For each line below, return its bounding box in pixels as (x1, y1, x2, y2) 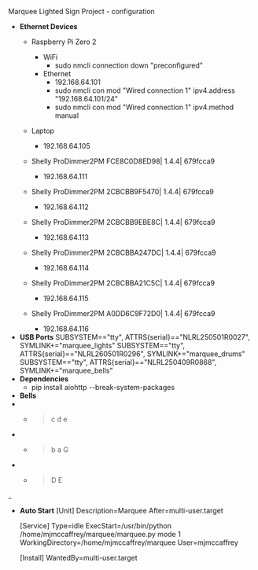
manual (54, 111, 79, 120)
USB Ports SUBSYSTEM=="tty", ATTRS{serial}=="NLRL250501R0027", (19, 333, 250, 341)
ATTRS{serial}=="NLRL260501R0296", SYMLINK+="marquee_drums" (19, 349, 245, 359)
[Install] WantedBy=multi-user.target (19, 553, 138, 562)
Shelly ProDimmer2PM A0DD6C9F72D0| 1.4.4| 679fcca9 (31, 309, 216, 318)
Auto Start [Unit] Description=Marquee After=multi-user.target (19, 506, 223, 515)
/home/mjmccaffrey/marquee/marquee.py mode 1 (19, 530, 181, 539)
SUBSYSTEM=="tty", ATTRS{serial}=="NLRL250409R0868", (19, 358, 217, 366)
